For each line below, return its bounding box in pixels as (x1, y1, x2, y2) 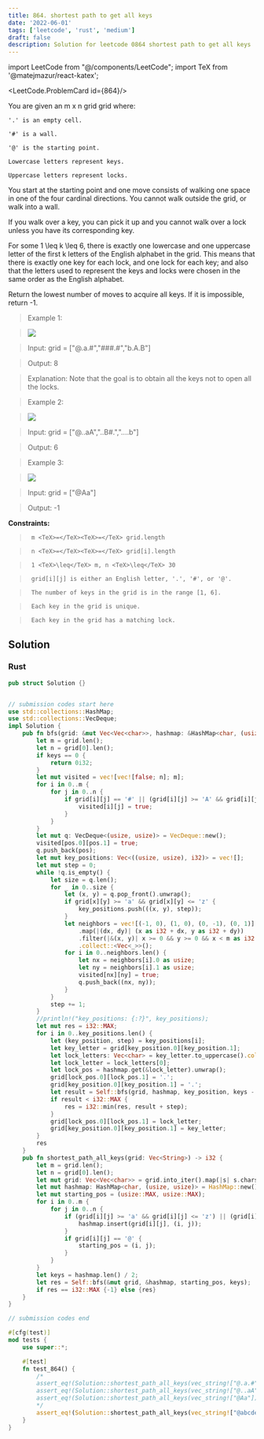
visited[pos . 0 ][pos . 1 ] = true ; (36, 839, 139, 847)
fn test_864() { (22, 1365, 76, 1373)
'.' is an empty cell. (8, 117, 82, 124)
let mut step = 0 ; (36, 861, 97, 869)
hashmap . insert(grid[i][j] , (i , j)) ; (78, 1219, 202, 1228)
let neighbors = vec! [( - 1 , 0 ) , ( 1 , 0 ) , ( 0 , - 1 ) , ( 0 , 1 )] (64, 919, 255, 927)
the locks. (27, 383, 60, 392)
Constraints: (8, 519, 50, 528)
